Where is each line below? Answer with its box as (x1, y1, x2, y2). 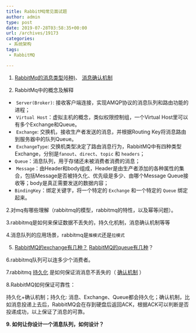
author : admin (6, 14, 41, 20)
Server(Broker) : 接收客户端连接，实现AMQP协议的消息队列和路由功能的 (16, 99, 188, 106)
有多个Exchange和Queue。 (14, 121, 80, 128)
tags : (6, 47, 19, 53)
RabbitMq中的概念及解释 (14, 86, 74, 94)
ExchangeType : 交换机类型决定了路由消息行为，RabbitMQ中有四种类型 (16, 143, 182, 150)
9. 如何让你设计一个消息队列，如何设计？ (6, 320, 104, 328)
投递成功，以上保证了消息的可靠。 (6, 308, 88, 315)
